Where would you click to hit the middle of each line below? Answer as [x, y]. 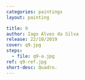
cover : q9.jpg [24, 45]
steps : [14, 51]
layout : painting [28, 17]
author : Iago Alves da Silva [42, 34]
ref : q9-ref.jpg [26, 62]
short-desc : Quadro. [32, 67]
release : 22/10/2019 [32, 40]
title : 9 [17, 28]
